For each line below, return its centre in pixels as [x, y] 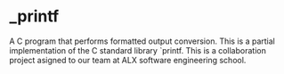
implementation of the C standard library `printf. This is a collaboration [138, 50]
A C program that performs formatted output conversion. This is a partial [142, 41]
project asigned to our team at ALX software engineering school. [128, 60]
